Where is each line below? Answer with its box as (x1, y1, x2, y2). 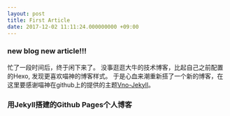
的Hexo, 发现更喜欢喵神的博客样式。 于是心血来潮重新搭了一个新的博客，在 (7, 71, 224, 80)
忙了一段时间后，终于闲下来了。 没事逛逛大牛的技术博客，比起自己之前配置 (7, 63, 224, 71)
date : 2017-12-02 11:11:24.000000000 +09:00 (7, 23, 139, 30)
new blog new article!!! (7, 46, 87, 56)
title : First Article (7, 17, 71, 24)
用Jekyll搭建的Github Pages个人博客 (7, 99, 132, 109)
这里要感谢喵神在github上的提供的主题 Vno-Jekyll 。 (7, 80, 155, 89)
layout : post (7, 10, 45, 17)
